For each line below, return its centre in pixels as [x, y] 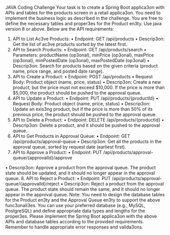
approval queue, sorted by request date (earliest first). [69, 147]
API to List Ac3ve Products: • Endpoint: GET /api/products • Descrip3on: [89, 39]
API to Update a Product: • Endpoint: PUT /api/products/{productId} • [86, 98]
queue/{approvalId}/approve [42, 158]
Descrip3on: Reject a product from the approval [114, 184]
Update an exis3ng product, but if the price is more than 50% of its [83, 109]
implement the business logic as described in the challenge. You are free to [84, 18]
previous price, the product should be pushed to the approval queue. [84, 114]
